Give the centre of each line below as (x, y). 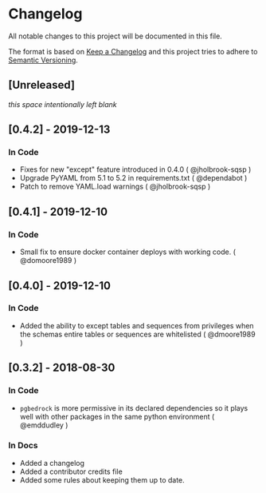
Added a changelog (52, 463)
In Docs (23, 446)
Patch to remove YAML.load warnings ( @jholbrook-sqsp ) (115, 187)
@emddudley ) (44, 425)
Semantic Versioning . (43, 60)
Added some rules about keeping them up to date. (102, 479)
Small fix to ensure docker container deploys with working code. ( (128, 252)
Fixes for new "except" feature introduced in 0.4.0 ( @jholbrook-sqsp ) (135, 169)
